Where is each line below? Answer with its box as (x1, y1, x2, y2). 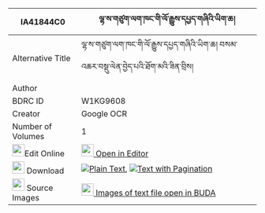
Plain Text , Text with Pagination (89, 163, 213, 174)
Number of (12, 121, 53, 132)
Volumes (12, 131, 45, 141)
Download (26, 165, 65, 176)
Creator (12, 108, 41, 119)
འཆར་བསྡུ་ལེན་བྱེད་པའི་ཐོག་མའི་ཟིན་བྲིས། (81, 61, 194, 72)
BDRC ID (12, 96, 45, 106)
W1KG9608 (81, 96, 126, 106)
